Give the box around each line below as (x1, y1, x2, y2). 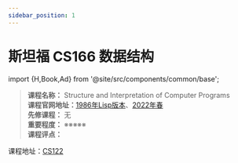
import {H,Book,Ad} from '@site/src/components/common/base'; (8, 74, 220, 83)
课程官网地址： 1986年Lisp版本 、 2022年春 (27, 100, 163, 110)
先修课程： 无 (27, 110, 71, 119)
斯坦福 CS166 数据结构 (8, 48, 155, 65)
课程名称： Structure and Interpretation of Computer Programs (27, 90, 230, 100)
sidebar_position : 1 (8, 11, 76, 20)
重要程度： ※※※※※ (27, 119, 86, 129)
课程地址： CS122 (8, 146, 64, 155)
